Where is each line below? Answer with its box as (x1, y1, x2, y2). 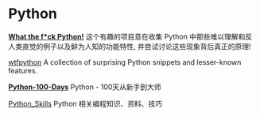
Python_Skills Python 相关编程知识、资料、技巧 (8, 99, 163, 108)
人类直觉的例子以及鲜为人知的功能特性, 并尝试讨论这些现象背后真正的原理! (8, 41, 251, 51)
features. (8, 65, 38, 75)
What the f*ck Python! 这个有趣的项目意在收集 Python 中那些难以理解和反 (8, 32, 253, 41)
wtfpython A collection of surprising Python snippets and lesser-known (8, 57, 242, 67)
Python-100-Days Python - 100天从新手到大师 (8, 82, 161, 92)
